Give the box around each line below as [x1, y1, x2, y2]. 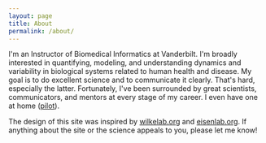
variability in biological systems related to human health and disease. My [8, 67, 252, 76]
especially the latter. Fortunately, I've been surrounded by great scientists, [8, 84, 257, 93]
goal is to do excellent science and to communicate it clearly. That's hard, [8, 75, 255, 85]
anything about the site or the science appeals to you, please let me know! [8, 125, 258, 135]
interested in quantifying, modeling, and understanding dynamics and [8, 58, 242, 67]
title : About [8, 19, 53, 28]
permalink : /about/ [8, 27, 75, 35]
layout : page [8, 11, 53, 20]
